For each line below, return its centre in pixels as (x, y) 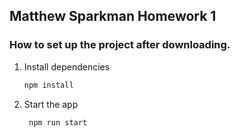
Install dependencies (67, 66)
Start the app (51, 104)
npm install (48, 85)
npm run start (58, 122)
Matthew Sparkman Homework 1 (113, 16)
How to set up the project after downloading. (120, 45)
